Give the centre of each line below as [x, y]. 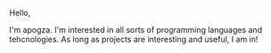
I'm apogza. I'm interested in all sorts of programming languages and [136, 30]
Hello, [20, 13]
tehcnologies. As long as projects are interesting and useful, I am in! [134, 39]
